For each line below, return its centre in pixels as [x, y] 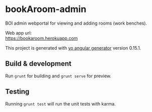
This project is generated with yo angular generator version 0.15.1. [73, 48]
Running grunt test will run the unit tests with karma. [60, 103]
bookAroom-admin [46, 9]
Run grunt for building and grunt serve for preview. [58, 76]
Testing [17, 92]
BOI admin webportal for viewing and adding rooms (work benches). [76, 23]
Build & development [38, 64]
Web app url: [18, 33]
